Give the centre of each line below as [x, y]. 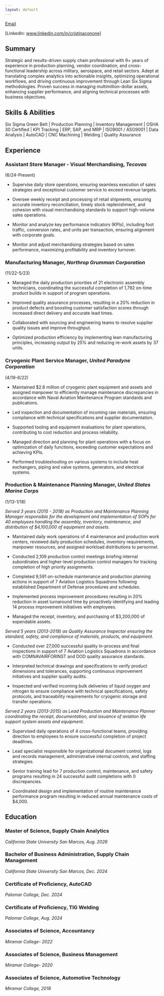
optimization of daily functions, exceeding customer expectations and [82, 447]
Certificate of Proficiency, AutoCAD [48, 884]
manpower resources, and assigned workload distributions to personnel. [85, 547]
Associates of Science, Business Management [61, 954]
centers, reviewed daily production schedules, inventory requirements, [83, 542]
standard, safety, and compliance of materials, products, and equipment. [79, 636]
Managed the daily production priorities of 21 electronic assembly [78, 283]
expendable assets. [32, 621]
